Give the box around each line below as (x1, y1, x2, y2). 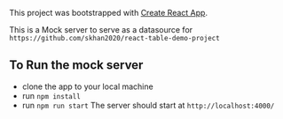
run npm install (21, 90, 82, 100)
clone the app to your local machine (21, 81, 153, 92)
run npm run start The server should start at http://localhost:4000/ (21, 100, 275, 110)
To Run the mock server (9, 57, 144, 73)
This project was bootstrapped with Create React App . (9, 8, 208, 18)
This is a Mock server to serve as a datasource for (9, 25, 193, 34)
